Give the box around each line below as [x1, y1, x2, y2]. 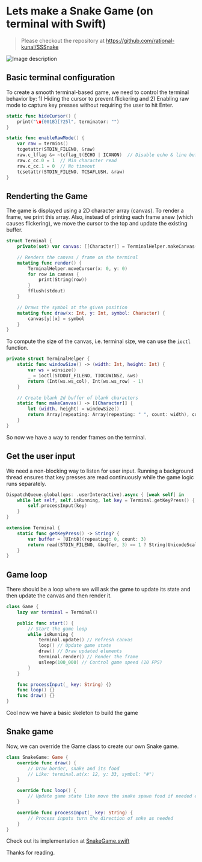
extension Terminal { [6, 525, 61, 531]
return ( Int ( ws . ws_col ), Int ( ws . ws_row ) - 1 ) [28, 378, 144, 384]
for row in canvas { [28, 271, 79, 277]
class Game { [6, 604, 39, 610]
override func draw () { [17, 760, 77, 766]
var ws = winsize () [28, 367, 77, 373]
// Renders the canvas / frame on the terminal [17, 254, 138, 260]
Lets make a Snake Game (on [6, 4, 153, 18]
